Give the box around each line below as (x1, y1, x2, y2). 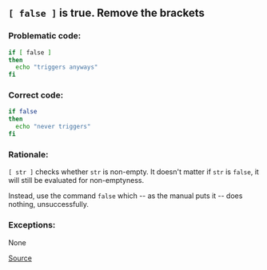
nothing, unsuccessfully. (8, 200, 90, 209)
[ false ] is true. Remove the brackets (8, 6, 205, 20)
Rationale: (8, 149, 49, 160)
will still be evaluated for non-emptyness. (8, 176, 145, 185)
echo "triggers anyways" (15, 63, 98, 71)
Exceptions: (8, 220, 56, 231)
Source (8, 253, 32, 263)
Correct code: (8, 89, 64, 101)
